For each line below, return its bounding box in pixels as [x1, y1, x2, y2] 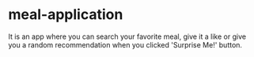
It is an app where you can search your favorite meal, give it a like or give [8, 32, 247, 41]
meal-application [8, 6, 123, 24]
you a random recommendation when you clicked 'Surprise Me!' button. [8, 40, 243, 49]
